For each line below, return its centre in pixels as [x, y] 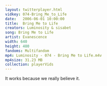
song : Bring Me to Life [29, 32]
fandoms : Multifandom [27, 51]
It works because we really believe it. [42, 79]
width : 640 [16, 42]
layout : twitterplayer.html [34, 10]
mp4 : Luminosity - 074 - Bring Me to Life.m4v [53, 55]
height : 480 [17, 46]
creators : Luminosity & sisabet [38, 28]
